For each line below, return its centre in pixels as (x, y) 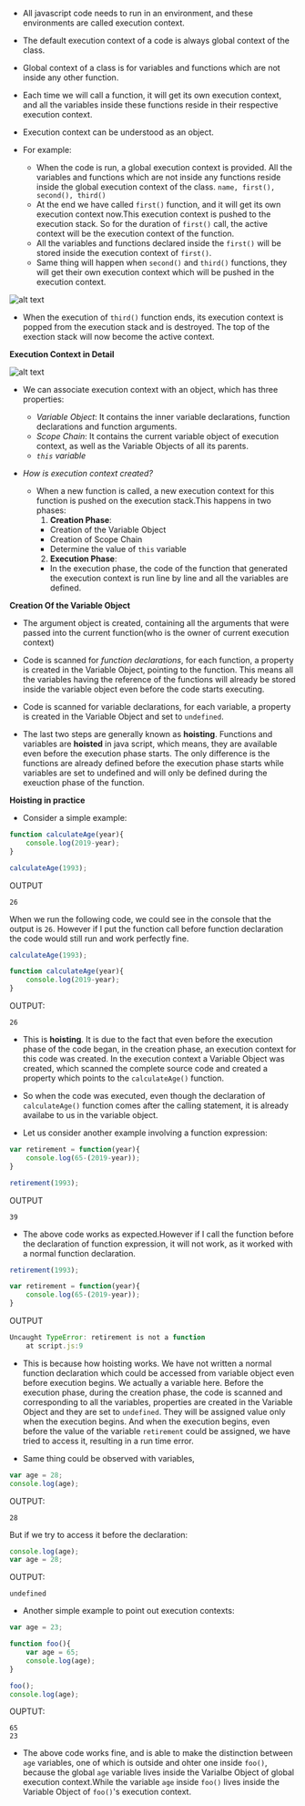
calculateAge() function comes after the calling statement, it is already (156, 1105)
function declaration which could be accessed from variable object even (158, 1373)
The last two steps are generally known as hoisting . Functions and (147, 734)
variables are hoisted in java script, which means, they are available (150, 744)
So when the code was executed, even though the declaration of (144, 1096)
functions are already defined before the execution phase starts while (153, 763)
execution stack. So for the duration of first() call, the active (152, 224)
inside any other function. (71, 77)
